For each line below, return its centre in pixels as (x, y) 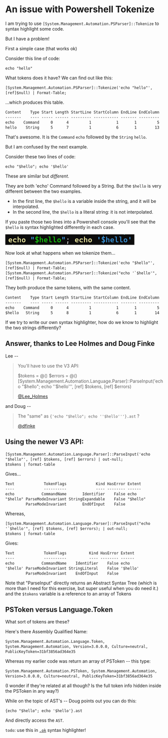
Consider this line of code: (33, 58)
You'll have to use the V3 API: (48, 366)
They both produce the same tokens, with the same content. (68, 287)
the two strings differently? (33, 328)
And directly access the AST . (35, 720)
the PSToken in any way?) (32, 691)
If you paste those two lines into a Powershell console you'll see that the (80, 222)
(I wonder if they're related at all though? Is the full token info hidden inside (83, 686)
